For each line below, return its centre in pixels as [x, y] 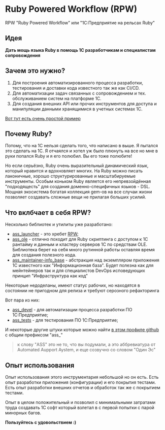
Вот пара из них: [22, 300]
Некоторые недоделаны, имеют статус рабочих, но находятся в [73, 285]
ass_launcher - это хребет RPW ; [45, 234]
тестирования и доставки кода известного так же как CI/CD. [76, 88]
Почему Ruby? [29, 134]
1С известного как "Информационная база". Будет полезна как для [83, 265]
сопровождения [23, 55]
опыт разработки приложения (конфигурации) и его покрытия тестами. [81, 382]
